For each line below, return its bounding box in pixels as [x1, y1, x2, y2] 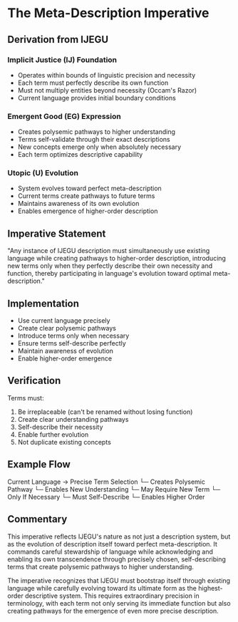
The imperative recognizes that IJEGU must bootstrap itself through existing [7, 576, 230, 585]
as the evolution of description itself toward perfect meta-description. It [7, 539, 217, 548]
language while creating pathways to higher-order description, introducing [7, 254, 227, 263]
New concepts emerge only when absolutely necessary [17, 142, 182, 151]
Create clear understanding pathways [17, 415, 129, 423]
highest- [198, 584, 223, 592]
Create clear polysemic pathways [17, 324, 116, 333]
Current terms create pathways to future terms [17, 192, 155, 200]
